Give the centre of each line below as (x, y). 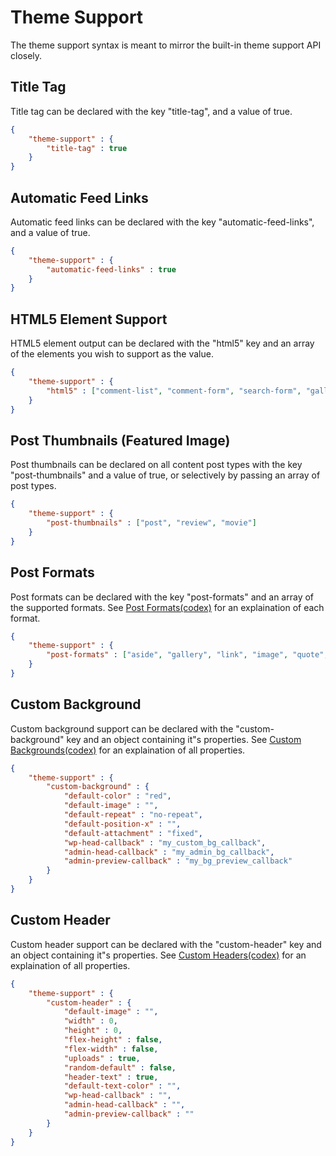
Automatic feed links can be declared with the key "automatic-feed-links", (162, 222)
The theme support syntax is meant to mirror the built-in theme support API (166, 45)
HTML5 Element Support (89, 319)
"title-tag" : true (87, 148)
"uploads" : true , (102, 1058)
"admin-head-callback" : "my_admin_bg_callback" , (169, 852)
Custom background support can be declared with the (122, 728)
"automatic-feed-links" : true (111, 269)
